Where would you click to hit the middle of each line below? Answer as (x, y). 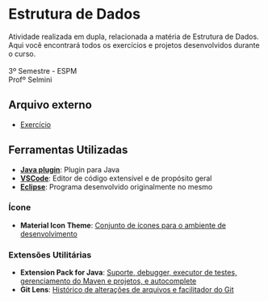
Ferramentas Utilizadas (68, 150)
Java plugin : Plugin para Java (69, 169)
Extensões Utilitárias (50, 254)
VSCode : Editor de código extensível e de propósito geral (116, 178)
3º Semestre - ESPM (43, 70)
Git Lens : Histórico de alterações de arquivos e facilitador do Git (127, 290)
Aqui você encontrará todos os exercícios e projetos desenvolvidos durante (134, 45)
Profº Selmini (30, 79)
